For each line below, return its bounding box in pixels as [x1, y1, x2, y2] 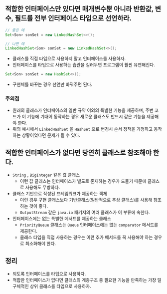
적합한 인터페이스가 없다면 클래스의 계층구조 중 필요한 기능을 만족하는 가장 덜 [12, 277, 162, 283]
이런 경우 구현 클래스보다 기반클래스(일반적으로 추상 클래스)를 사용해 [19, 197, 153, 203]
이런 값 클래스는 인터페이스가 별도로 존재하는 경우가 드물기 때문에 [19, 178, 147, 184]
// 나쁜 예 [5, 41, 25, 46]
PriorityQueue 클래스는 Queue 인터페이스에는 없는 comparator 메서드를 [19, 222, 159, 228]
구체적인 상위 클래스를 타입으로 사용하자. [12, 284, 91, 290]
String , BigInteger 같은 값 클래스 [12, 172, 80, 178]
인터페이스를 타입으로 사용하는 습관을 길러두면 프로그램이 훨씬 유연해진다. [12, 62, 156, 68]
